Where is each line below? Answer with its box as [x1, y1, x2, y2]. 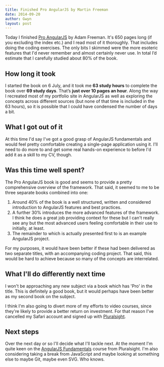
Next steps [5, 328, 39, 336]
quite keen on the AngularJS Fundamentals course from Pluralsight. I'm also [5, 346, 158, 352]
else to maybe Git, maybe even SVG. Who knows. [5, 356, 105, 362]
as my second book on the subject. [5, 293, 76, 299]
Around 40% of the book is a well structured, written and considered [12, 199, 151, 205]
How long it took [5, 69, 56, 78]
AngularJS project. [12, 236, 50, 242]
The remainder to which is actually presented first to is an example [12, 230, 147, 236]
